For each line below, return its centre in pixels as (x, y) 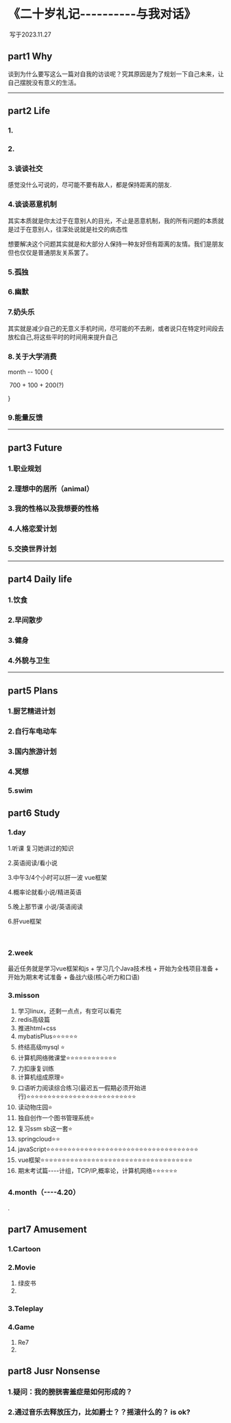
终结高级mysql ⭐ (41, 1047)
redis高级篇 (34, 1020)
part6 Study (34, 813)
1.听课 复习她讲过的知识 (41, 848)
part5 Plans (33, 691)
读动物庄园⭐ (35, 1107)
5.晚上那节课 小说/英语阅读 (45, 907)
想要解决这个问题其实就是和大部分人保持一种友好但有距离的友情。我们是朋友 (116, 244)
